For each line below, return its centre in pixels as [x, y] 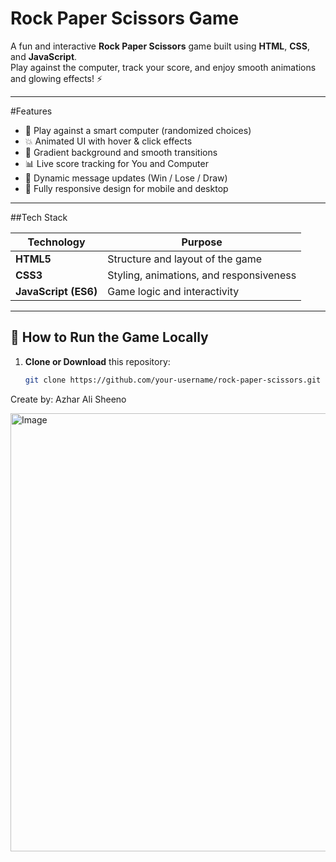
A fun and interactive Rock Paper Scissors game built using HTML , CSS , [160, 46]
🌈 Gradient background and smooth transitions [121, 152]
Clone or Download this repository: [97, 361]
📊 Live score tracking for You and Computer [116, 163]
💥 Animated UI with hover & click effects [108, 141]
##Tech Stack [39, 217]
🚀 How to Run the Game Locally [109, 337]
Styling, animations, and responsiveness [202, 275]
